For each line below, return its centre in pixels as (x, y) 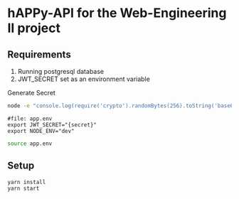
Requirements (39, 54)
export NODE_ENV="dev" (41, 131)
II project (34, 28)
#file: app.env (30, 119)
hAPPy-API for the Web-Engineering (117, 13)
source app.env (30, 144)
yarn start (23, 189)
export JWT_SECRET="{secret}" (52, 125)
